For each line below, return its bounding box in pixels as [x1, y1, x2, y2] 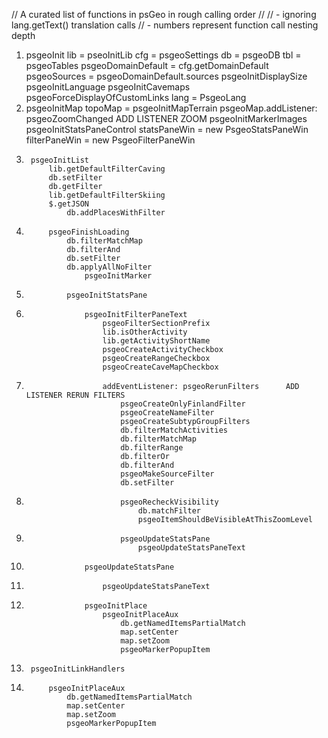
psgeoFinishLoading [48, 227, 130, 237]
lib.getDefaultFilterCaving [48, 164, 166, 174]
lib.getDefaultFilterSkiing [48, 190, 166, 200]
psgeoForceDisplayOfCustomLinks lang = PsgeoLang [25, 92, 247, 103]
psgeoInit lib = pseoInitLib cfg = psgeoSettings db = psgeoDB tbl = [25, 49, 302, 61]
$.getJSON [48, 199, 90, 209]
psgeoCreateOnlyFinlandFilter [120, 399, 246, 409]
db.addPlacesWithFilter [66, 208, 166, 218]
